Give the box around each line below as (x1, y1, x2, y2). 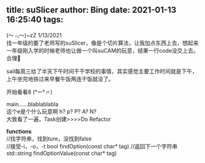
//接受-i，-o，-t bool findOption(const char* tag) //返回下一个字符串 (6, 142, 178, 150)
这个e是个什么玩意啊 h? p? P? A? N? (6, 107, 97, 115)
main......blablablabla (6, 100, 59, 108)
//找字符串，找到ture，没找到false (6, 135, 92, 142)
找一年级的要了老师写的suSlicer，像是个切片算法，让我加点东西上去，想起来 (6, 39, 199, 47)
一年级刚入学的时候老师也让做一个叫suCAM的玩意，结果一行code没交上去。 (6, 47, 199, 54)
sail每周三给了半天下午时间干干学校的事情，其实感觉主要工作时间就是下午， (6, 67, 198, 75)
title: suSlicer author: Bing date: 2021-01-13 (6, 5, 177, 15)
